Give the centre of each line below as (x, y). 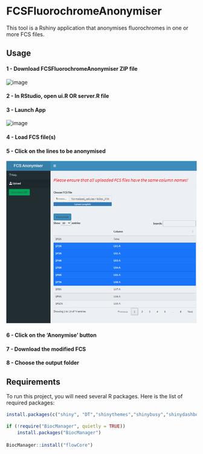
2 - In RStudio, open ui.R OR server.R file (58, 96)
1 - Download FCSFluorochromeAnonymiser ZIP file (72, 68)
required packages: (31, 403)
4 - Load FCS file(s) (31, 137)
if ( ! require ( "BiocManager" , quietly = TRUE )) (66, 426)
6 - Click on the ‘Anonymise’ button (51, 335)
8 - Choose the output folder (43, 363)
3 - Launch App (26, 109)
